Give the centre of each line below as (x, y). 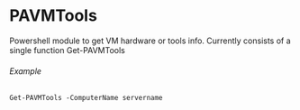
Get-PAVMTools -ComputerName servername (86, 98)
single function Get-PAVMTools (68, 50)
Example (26, 71)
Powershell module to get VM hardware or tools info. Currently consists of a (150, 41)
